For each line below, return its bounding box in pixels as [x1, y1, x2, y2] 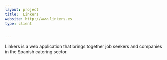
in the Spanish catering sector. [5, 49, 68, 55]
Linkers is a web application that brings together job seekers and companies [5, 43, 162, 50]
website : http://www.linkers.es [5, 16, 72, 21]
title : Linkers [5, 12, 39, 17]
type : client [5, 21, 32, 26]
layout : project [5, 7, 39, 12]
